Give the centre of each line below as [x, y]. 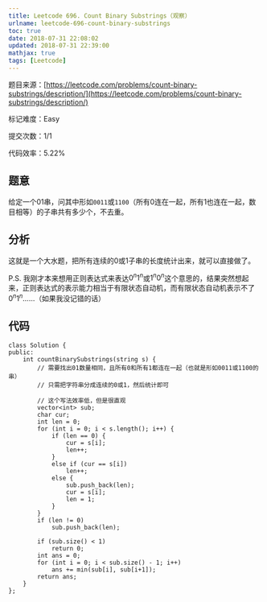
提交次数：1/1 [30, 136]
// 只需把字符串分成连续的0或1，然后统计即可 [103, 385]
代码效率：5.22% [37, 153]
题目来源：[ [27, 85]
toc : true [25, 31]
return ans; [58, 576]
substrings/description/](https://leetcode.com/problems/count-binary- [125, 93]
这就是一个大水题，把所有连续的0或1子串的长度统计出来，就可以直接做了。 [132, 260]
